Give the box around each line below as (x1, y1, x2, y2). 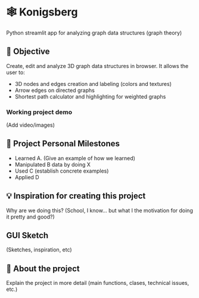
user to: (6, 69, 25, 76)
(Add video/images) (6, 121, 55, 129)
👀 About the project (6, 263, 80, 274)
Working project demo (6, 107, 73, 116)
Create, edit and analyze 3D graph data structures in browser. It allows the (6, 62, 189, 69)
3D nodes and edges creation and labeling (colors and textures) (14, 80, 172, 87)
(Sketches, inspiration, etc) (6, 246, 73, 253)
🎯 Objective (6, 47, 50, 57)
